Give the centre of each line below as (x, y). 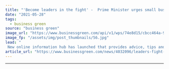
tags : (11, 19)
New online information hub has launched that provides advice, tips (82, 47)
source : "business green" (32, 28)
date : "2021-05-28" (26, 14)
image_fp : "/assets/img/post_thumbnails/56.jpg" (57, 38)
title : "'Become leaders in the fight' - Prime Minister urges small (81, 10)
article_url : (19, 51)
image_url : (17, 33)
